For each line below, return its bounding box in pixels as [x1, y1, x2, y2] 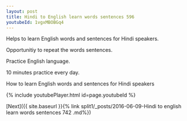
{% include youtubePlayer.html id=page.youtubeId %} [6, 91, 136, 99]
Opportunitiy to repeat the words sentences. [6, 47, 113, 54]
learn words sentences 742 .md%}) [6, 109, 92, 116]
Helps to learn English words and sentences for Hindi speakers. [6, 35, 159, 42]
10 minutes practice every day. [6, 69, 80, 76]
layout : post [6, 8, 38, 15]
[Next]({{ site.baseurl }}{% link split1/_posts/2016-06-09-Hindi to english [6, 103, 182, 110]
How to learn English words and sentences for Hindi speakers [6, 80, 155, 87]
